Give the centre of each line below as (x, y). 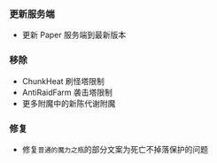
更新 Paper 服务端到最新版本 (74, 35)
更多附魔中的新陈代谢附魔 (69, 103)
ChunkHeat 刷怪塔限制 (63, 81)
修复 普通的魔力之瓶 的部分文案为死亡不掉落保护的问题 (115, 149)
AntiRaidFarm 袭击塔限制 (67, 92)
